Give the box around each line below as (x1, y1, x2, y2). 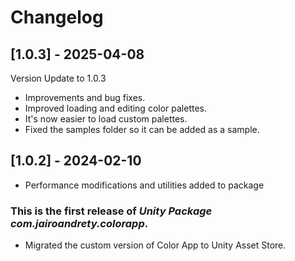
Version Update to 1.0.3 (10, 72, 107, 84)
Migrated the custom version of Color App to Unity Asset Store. (24, 239, 287, 251)
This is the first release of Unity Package (10, 204, 213, 218)
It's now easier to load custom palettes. (24, 113, 188, 125)
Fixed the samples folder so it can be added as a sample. (24, 124, 260, 135)
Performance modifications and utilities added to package (24, 179, 265, 191)
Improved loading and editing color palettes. (24, 102, 208, 114)
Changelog (10, 6, 104, 29)
